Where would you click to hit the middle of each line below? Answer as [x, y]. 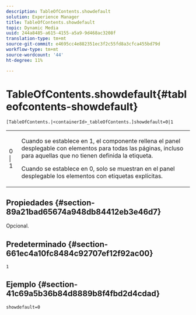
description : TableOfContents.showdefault [58, 11]
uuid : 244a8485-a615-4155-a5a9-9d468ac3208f [61, 33]
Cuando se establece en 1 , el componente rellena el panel [101, 141]
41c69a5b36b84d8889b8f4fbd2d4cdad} [83, 294]
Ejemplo [21, 284]
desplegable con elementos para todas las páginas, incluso [102, 148]
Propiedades [30, 203]
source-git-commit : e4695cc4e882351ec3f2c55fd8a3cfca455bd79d [83, 44]
